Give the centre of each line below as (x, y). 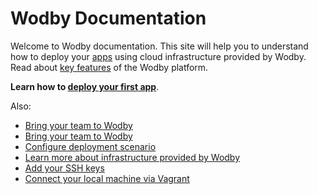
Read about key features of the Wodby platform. (109, 67)
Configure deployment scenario (90, 146)
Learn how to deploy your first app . (85, 86)
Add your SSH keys (64, 168)
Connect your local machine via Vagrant (107, 178)
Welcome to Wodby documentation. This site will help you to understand (159, 46)
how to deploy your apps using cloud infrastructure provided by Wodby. (158, 56)
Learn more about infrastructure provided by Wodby (132, 157)
